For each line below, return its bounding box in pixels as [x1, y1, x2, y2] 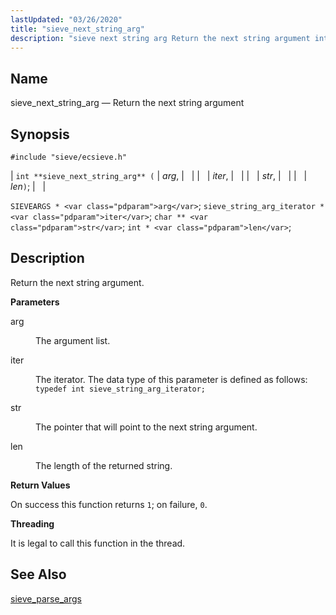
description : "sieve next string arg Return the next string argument [10, 33, 311, 43]
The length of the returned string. [35, 459, 173, 471]
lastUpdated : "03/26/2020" [10, 14, 123, 25]
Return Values [10, 479, 71, 491]
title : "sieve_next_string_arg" [10, 24, 145, 34]
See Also [10, 566, 67, 583]
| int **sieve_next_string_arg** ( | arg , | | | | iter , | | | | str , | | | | [10, 170, 308, 181]
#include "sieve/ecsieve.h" [10, 152, 128, 162]
